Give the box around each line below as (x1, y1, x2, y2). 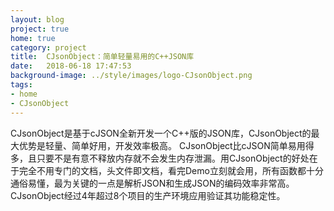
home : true (10, 33, 56, 43)
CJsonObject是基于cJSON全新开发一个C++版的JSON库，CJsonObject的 (10, 127, 312, 139)
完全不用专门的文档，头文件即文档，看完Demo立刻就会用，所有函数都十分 (18, 164, 324, 176)
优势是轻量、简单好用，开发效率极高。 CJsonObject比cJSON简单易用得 (18, 139, 315, 151)
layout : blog (10, 14, 65, 25)
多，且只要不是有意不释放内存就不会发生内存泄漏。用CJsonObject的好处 (10, 152, 310, 164)
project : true (10, 24, 70, 34)
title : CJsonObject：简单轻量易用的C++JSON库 (10, 52, 195, 62)
